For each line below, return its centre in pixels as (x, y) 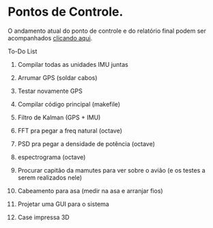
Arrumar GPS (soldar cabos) (57, 77)
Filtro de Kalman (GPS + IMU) (59, 117)
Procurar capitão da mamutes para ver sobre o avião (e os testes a (111, 170)
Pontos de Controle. (66, 12)
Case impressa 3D (44, 217)
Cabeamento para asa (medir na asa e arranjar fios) (90, 190)
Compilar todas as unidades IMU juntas (73, 64)
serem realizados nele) (50, 177)
